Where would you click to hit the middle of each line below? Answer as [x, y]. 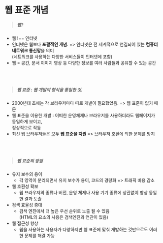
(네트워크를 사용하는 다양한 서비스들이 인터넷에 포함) [62, 57]
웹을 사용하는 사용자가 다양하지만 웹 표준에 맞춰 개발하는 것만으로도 [83, 230]
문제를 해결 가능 [40, 236]
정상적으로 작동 [26, 128]
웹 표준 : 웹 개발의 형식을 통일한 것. [49, 90]
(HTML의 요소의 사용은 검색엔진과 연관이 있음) [64, 217]
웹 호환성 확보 [25, 186]
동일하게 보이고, [27, 121]
